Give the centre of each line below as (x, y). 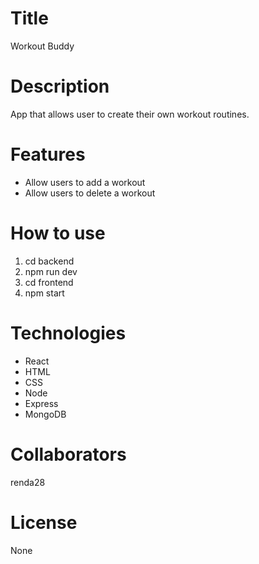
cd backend (49, 261)
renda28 (28, 482)
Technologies (68, 333)
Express (41, 403)
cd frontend (49, 282)
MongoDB (45, 414)
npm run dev (51, 271)
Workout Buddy (42, 46)
